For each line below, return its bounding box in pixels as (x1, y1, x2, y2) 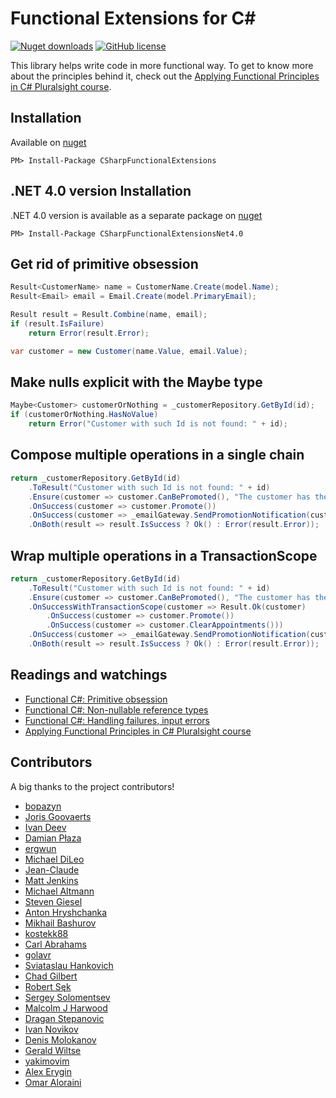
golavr (24, 948, 52, 961)
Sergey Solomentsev (24, 991, 111, 1003)
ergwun (24, 842, 57, 854)
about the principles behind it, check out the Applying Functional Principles (10, 70, 320, 82)
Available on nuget (10, 136, 87, 148)
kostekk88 (24, 927, 69, 939)
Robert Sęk (24, 980, 72, 992)
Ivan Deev (24, 821, 67, 833)
